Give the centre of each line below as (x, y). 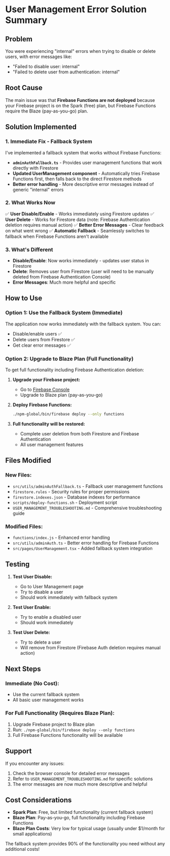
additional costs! (22, 849)
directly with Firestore (35, 168)
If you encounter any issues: (35, 763)
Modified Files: (24, 527)
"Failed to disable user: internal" (46, 66)
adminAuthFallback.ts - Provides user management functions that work (87, 162)
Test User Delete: (31, 632)
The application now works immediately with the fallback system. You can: (83, 324)
